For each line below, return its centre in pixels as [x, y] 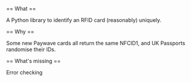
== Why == [20, 31]
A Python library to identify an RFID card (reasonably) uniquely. [84, 20]
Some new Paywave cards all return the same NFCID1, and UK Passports [96, 43]
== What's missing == [33, 61]
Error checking [24, 72]
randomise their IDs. [31, 49]
